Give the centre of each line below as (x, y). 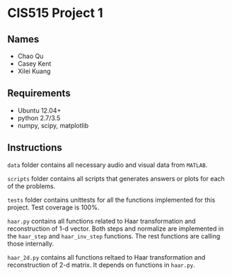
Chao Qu (30, 56)
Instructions (35, 148)
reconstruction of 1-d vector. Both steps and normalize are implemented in (116, 229)
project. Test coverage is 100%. (53, 207)
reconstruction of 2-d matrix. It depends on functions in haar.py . (101, 265)
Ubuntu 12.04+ (39, 110)
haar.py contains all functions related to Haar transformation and (101, 221)
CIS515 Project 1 (56, 13)
